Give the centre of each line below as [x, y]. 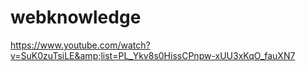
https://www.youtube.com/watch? [80, 45]
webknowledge [76, 17]
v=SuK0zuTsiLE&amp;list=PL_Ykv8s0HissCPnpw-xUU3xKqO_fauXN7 [153, 55]
